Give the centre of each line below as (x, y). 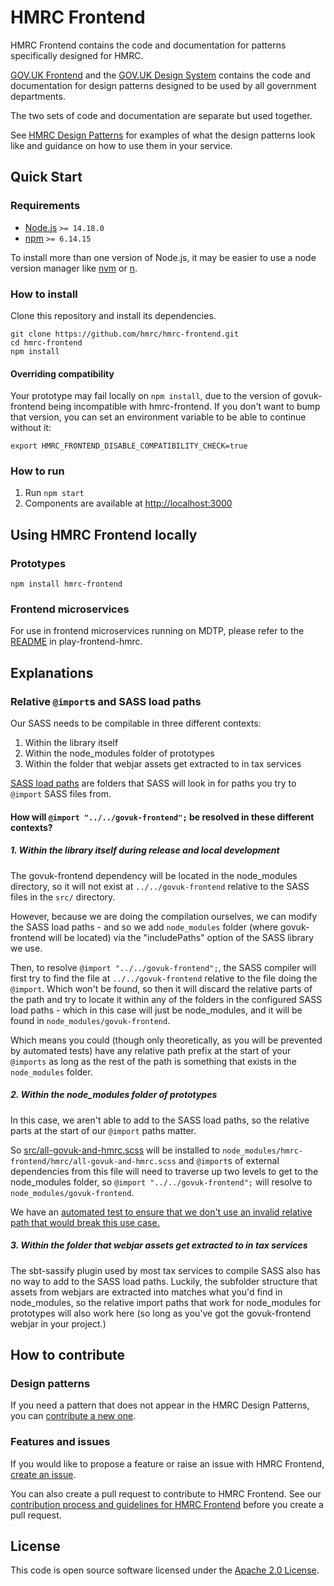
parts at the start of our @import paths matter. (103, 1130)
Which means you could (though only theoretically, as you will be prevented (166, 1040)
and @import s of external (229, 1160)
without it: (31, 428)
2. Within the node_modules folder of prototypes (114, 1095)
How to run (37, 471)
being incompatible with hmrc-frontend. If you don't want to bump (184, 407)
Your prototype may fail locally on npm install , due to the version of (151, 396)
